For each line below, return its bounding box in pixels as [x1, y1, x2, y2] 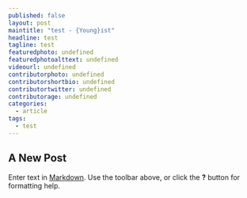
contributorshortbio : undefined [8, 78, 115, 86]
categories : [8, 100, 47, 108]
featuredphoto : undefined [8, 48, 93, 56]
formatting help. [8, 181, 61, 190]
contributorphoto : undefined [8, 70, 104, 78]
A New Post [8, 151, 67, 165]
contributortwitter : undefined [8, 85, 112, 93]
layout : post [8, 19, 51, 27]
